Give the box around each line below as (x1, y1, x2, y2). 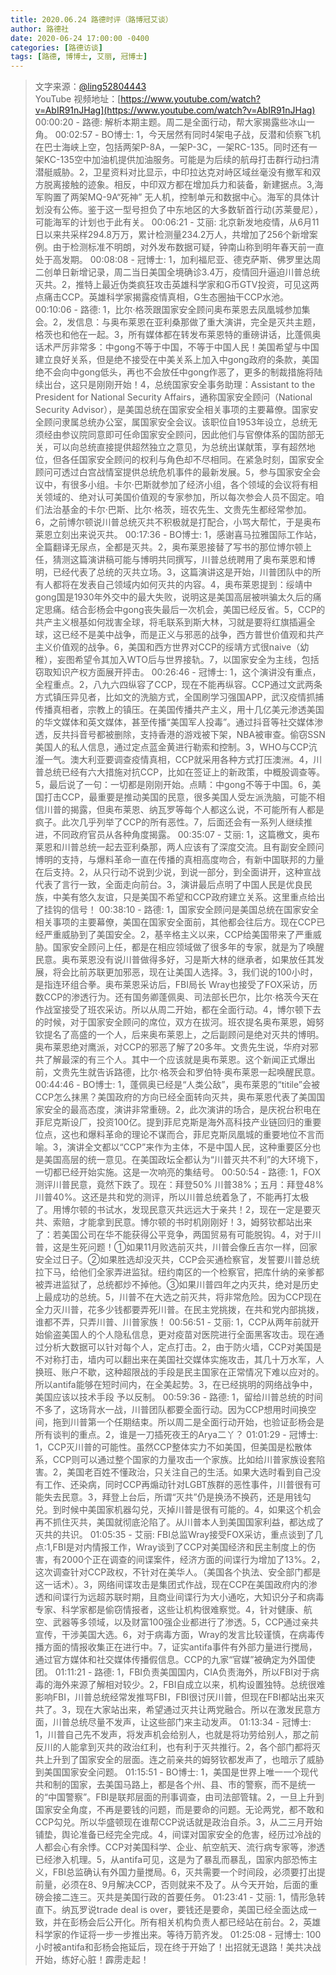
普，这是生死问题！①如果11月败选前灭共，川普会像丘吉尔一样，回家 (34, 1241, 318, 1253)
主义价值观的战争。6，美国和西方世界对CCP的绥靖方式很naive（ (34, 641, 301, 653)
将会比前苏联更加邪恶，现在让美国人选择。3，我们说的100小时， (52, 966, 318, 978)
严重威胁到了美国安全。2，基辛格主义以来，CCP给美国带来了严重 (43, 929, 313, 941)
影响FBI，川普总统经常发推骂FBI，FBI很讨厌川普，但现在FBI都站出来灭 (34, 1691, 325, 1703)
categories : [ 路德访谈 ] (10, 42, 103, 53)
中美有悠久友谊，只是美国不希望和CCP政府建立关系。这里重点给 (52, 891, 317, 903)
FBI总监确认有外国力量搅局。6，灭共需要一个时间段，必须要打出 (52, 1866, 317, 1878)
